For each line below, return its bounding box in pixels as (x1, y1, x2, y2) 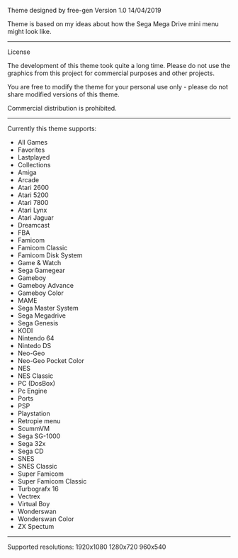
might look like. (7, 28, 52, 35)
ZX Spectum (17, 523, 55, 530)
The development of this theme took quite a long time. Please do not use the (7, 62, 230, 69)
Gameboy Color (17, 289, 64, 297)
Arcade (17, 176, 40, 184)
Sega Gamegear (17, 266, 66, 274)
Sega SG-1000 (17, 432, 61, 440)
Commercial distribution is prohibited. (7, 104, 117, 112)
